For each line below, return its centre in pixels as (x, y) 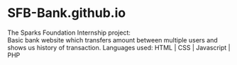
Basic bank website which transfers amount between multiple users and (112, 40)
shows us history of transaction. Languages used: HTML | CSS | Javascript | (119, 47)
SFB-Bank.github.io (67, 13)
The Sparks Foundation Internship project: (69, 32)
